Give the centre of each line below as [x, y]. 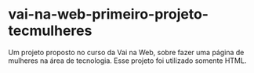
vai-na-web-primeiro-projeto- [109, 14]
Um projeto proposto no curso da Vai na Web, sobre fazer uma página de [126, 52]
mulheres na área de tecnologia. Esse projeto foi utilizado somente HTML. [127, 61]
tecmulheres [50, 31]
